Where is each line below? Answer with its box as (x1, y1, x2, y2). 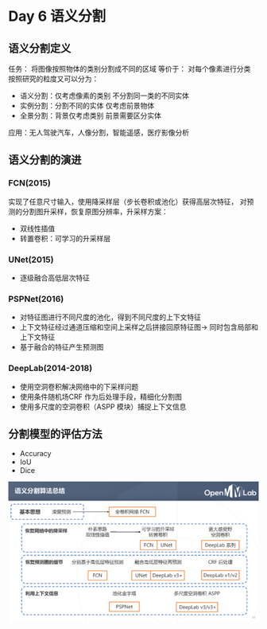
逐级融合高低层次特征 (19, 272, 90, 283)
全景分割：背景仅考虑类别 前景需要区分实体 (19, 111, 161, 120)
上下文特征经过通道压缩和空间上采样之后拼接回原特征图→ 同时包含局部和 (19, 322, 259, 332)
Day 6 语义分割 (8, 7, 106, 25)
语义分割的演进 (8, 153, 82, 167)
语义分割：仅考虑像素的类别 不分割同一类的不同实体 (19, 91, 189, 100)
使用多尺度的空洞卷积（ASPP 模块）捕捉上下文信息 (19, 401, 187, 411)
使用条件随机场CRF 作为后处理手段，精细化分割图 (19, 392, 183, 401)
